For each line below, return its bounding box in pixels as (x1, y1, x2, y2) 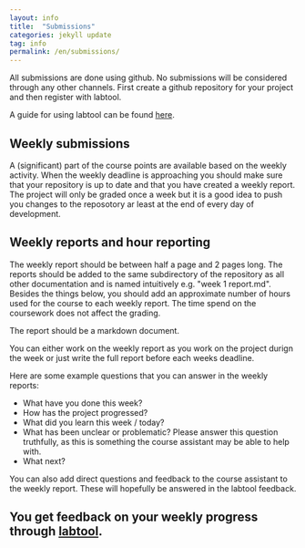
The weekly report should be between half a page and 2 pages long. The (9, 259, 283, 270)
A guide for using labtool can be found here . (9, 109, 175, 120)
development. (9, 208, 61, 219)
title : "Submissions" (9, 22, 96, 31)
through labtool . (9, 523, 103, 539)
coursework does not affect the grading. (9, 307, 161, 318)
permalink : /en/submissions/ (9, 47, 120, 57)
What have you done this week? (22, 398, 143, 408)
